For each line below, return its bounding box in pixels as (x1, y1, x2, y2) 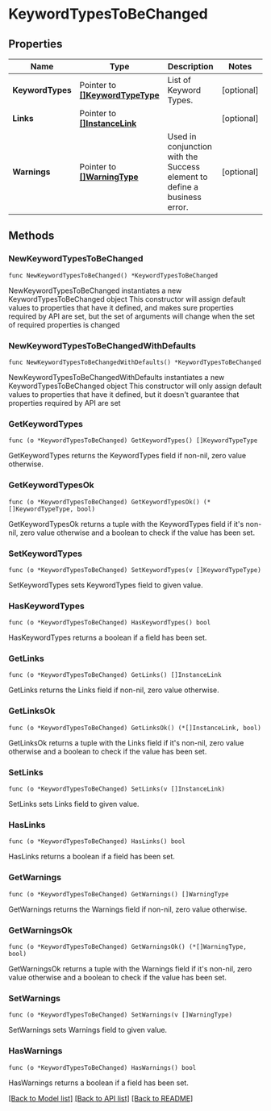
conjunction (167, 141, 212, 152)
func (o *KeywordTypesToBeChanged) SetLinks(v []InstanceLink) (8, 785, 226, 793)
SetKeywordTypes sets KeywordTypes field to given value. (8, 580, 203, 590)
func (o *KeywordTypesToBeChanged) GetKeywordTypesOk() (8, 498, 200, 506)
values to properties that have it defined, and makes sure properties (8, 303, 234, 312)
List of (167, 74, 191, 86)
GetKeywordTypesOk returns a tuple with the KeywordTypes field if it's (8, 519, 244, 528)
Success (167, 161, 200, 172)
